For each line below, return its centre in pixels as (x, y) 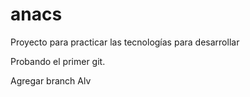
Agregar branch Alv (51, 80)
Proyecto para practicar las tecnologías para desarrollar (125, 42)
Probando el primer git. (58, 61)
